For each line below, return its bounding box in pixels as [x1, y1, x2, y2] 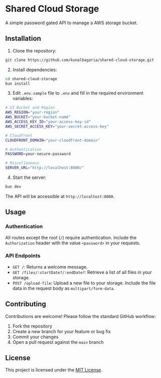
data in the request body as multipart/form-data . [12, 285, 115, 291]
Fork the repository [12, 323, 53, 329]
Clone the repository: [12, 47, 57, 53]
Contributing [5, 300, 46, 308]
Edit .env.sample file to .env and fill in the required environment [12, 90, 143, 96]
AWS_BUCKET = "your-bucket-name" [5, 114, 71, 120]
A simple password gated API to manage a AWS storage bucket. [5, 20, 138, 26]
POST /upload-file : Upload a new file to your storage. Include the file [12, 280, 156, 286]
